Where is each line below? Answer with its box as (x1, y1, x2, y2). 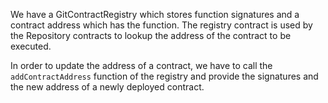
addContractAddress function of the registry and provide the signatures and (10, 70, 319, 82)
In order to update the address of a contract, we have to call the (10, 60, 273, 71)
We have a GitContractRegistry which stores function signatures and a (10, 9, 300, 20)
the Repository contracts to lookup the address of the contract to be (10, 30, 292, 41)
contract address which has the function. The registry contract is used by (10, 19, 313, 31)
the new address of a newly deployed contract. (10, 81, 205, 93)
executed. (10, 40, 52, 52)
